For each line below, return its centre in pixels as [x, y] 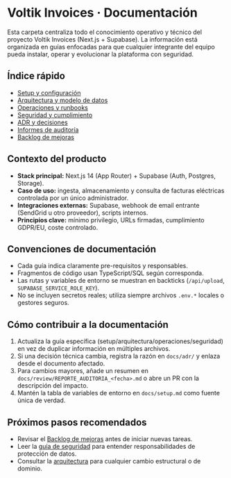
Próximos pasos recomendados [77, 422]
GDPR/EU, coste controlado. [58, 227]
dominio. [30, 468]
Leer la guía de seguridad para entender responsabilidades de [106, 446]
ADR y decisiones [42, 122]
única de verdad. [41, 400]
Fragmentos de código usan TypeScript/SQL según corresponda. [110, 273]
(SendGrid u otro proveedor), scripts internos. [83, 213]
